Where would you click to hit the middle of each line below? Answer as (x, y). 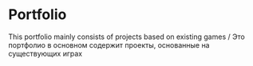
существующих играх (45, 53)
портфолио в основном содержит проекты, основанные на (109, 45)
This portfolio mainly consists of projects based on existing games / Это (126, 37)
